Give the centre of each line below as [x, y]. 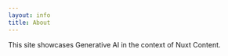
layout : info [29, 15]
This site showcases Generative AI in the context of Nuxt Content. [114, 44]
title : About [29, 23]
